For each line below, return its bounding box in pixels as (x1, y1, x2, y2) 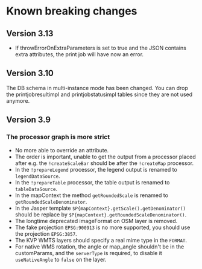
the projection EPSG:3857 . (14, 230, 77, 237)
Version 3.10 (6, 68, 54, 79)
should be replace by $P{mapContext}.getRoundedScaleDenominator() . (14, 210, 187, 218)
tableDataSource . (14, 185, 58, 192)
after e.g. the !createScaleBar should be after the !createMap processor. (14, 159, 194, 167)
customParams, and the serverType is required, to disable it (14, 249, 163, 256)
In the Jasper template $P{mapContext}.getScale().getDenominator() (14, 204, 186, 212)
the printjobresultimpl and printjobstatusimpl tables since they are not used (6, 91, 193, 98)
